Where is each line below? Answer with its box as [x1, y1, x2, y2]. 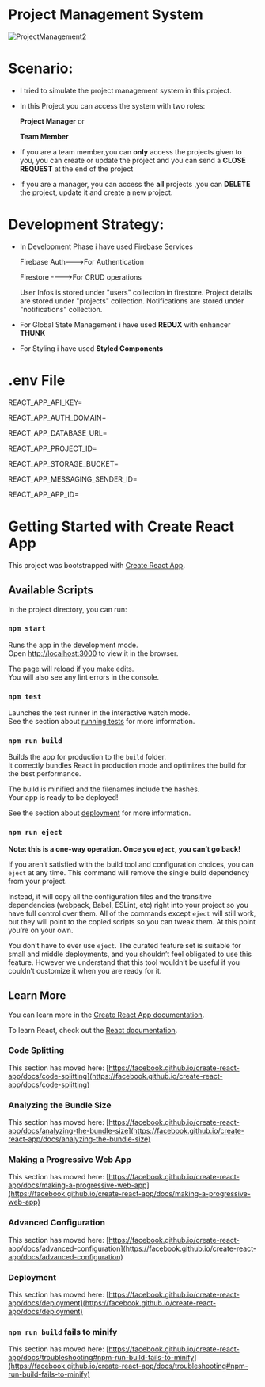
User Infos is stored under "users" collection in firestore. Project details [19, 288, 252, 297]
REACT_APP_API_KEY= [8, 398, 83, 407]
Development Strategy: [8, 215, 165, 234]
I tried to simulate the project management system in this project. [19, 86, 232, 95]
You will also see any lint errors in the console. [8, 672, 160, 682]
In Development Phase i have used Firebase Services [19, 242, 194, 251]
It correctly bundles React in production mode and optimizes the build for [8, 760, 247, 770]
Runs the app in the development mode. [8, 640, 138, 650]
